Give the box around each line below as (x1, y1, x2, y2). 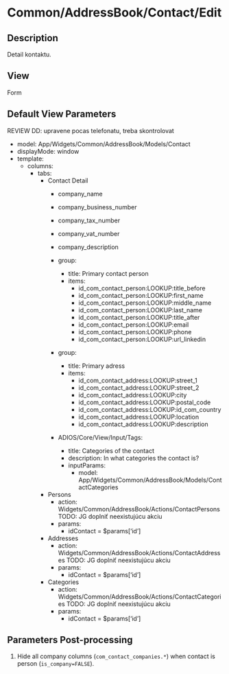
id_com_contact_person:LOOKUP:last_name (78, 305, 203, 314)
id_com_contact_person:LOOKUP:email (78, 321, 189, 329)
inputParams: (68, 461, 106, 469)
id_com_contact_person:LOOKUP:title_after (78, 313, 200, 321)
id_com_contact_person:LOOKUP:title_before (78, 283, 206, 292)
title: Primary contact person (68, 269, 149, 277)
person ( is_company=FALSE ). (16, 660, 95, 668)
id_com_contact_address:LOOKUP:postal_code (78, 398, 211, 406)
